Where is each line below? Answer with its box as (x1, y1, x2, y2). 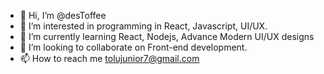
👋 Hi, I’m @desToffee (19, 10, 107, 21)
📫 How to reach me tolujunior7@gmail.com (19, 53, 200, 64)
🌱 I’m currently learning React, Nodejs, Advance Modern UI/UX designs (19, 31, 315, 42)
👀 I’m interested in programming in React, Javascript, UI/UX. (19, 20, 268, 32)
